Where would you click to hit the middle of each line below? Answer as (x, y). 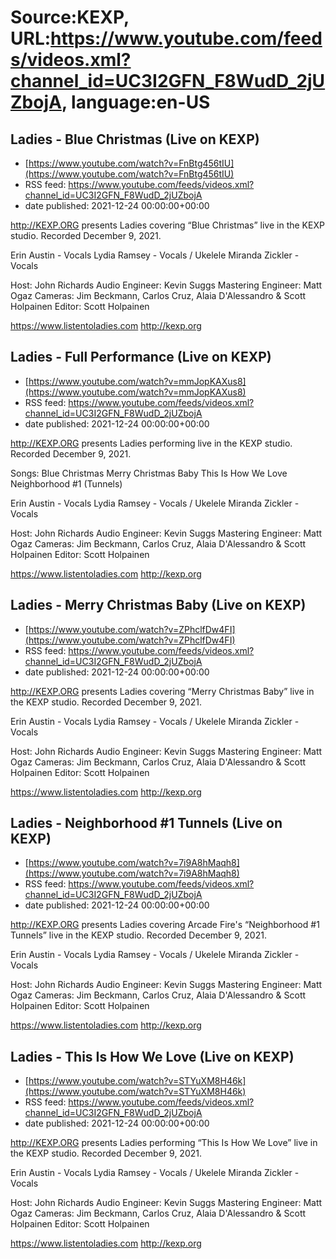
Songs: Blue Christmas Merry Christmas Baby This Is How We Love (149, 473)
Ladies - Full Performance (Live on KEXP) (141, 357)
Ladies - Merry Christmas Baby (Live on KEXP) (158, 605)
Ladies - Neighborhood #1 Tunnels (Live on (146, 823)
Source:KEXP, (70, 17)
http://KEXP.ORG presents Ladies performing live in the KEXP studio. (151, 443)
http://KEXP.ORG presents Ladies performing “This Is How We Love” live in (164, 1143)
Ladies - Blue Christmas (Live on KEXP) (135, 139)
